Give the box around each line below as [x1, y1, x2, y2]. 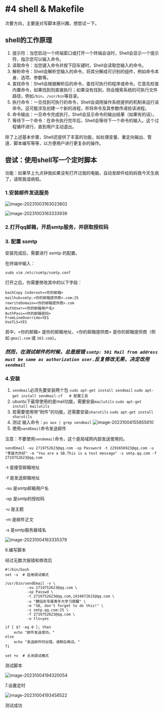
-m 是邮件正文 [5, 517, 34, 523]
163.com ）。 [37, 335, 59, 341]
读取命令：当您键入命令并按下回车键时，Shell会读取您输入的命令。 [12, 62, 146, 68]
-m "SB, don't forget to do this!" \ [26, 604, 104, 608]
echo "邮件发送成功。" [14, 630, 55, 635]
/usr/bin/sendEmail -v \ [5, 581, 56, 586]
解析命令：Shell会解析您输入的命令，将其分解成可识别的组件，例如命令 [12, 68, 155, 74]
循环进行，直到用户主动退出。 [16, 124, 77, 130]
